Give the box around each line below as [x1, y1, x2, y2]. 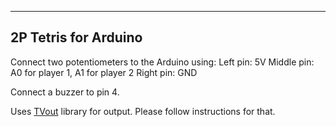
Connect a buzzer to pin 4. [10, 86, 120, 98]
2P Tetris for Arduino [10, 29, 143, 46]
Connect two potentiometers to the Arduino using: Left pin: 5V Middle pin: [10, 56, 315, 68]
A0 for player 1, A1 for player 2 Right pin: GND [10, 66, 198, 78]
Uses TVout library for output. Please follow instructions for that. [10, 105, 276, 117]
